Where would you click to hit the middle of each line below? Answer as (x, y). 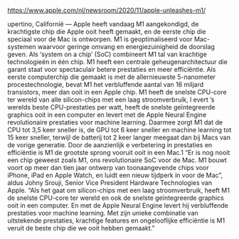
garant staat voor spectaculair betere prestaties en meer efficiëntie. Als (112, 69)
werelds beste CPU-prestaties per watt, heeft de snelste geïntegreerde (111, 107)
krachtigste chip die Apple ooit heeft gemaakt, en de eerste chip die (107, 32)
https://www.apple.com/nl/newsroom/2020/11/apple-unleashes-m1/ (107, 10)
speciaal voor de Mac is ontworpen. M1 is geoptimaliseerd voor (100, 39)
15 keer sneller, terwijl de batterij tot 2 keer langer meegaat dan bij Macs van (119, 137)
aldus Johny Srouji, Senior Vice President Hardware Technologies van (110, 183)
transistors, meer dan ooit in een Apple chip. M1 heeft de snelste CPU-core (117, 92)
